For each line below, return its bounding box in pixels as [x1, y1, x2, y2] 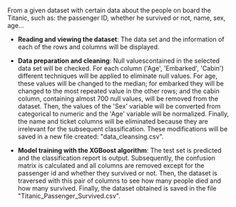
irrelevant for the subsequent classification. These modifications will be [17, 125, 228, 133]
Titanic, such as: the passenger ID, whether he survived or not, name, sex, [7, 14, 226, 22]
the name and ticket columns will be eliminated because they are [17, 117, 209, 126]
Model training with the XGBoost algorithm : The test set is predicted [17, 146, 222, 154]
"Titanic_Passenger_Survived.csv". [17, 192, 121, 200]
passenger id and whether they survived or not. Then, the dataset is [17, 169, 217, 177]
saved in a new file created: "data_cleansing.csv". [17, 132, 164, 141]
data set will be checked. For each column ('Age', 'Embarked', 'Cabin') [17, 64, 225, 72]
